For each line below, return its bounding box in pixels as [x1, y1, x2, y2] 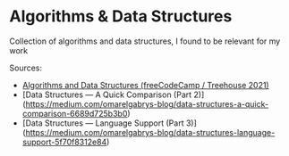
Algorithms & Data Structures [9, 6, 233, 27]
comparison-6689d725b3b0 [21, 108, 128, 119]
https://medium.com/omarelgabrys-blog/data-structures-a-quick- [25, 98, 269, 109]
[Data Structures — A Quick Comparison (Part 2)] [21, 89, 205, 100]
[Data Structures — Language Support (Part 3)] [21, 118, 197, 128]
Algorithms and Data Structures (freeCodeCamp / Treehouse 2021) [21, 79, 270, 90]
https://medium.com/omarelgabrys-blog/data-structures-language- [25, 127, 276, 137]
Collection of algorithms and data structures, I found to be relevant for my [9, 36, 281, 46]
